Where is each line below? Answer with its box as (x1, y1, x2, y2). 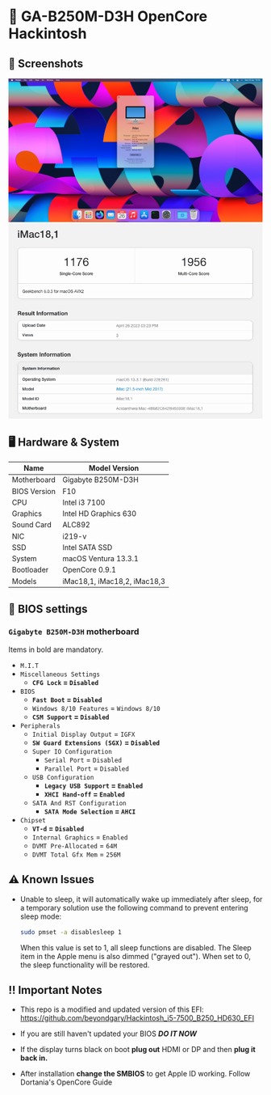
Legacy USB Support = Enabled (44, 780, 144, 790)
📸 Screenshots (8, 57, 84, 70)
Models (11, 576, 37, 586)
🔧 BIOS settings (8, 602, 88, 615)
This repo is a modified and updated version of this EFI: (19, 1004, 204, 1014)
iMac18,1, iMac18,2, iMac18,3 (62, 576, 165, 586)
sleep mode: (19, 911, 62, 921)
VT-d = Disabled (31, 823, 85, 833)
